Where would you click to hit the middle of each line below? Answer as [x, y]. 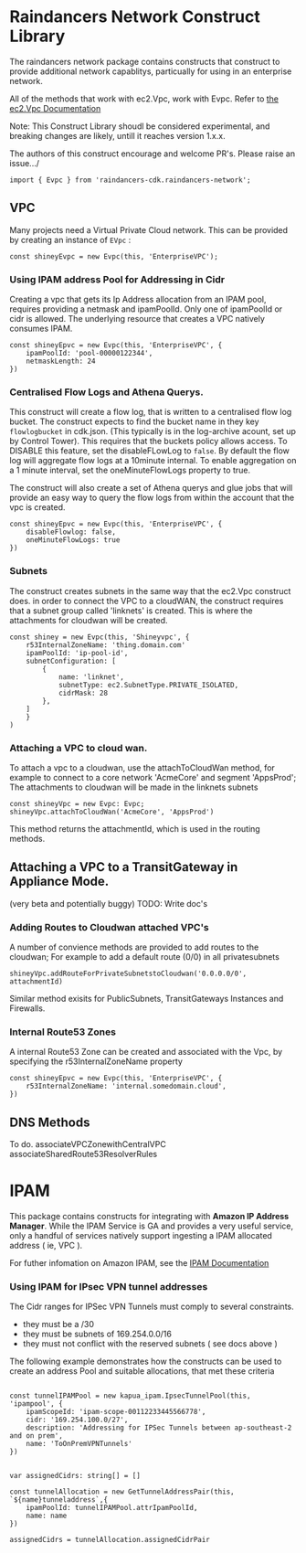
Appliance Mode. [59, 882]
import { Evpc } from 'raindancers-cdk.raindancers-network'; [130, 180]
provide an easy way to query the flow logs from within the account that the [152, 498]
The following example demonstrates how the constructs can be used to [146, 1362]
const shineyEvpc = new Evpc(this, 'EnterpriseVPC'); [114, 256]
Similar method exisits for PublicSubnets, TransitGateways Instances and [147, 999]
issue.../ [24, 163]
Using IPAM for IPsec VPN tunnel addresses [109, 1287]
